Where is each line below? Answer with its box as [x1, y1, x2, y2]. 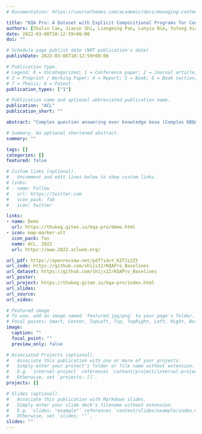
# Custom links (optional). [6, 169, 77, 175]
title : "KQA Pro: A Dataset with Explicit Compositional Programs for [6, 19, 187, 26]
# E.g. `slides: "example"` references [6, 408, 112, 414]
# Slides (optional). [6, 391, 61, 397]
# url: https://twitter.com [6, 191, 82, 197]
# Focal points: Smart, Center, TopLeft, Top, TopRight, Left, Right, [6, 318, 187, 325]
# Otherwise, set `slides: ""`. [6, 413, 93, 419]
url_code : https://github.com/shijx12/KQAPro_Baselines [6, 263, 149, 269]
